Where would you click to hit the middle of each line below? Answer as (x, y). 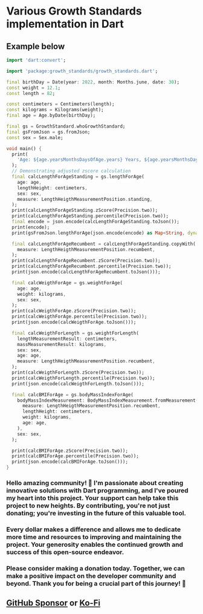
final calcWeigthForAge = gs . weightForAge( (67, 283)
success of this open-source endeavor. (65, 552)
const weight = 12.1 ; (34, 88)
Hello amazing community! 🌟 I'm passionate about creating (95, 483)
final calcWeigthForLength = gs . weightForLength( (75, 333)
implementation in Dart (65, 24)
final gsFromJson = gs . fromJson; (48, 132)
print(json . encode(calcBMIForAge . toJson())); (70, 462)
